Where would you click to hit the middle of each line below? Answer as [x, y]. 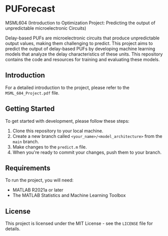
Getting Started [30, 109]
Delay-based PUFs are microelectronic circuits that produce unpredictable [82, 38]
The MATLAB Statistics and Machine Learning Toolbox [69, 196]
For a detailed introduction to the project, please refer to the [67, 87]
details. [13, 229]
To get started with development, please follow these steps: [67, 121]
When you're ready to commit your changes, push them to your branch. [87, 152]
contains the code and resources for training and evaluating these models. [82, 59]
